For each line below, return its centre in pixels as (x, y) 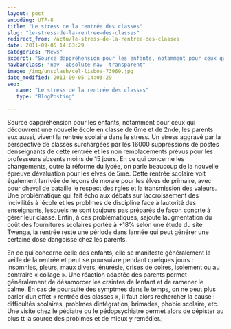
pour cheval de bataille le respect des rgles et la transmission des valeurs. (112, 188)
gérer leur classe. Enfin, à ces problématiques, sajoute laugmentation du (110, 217)
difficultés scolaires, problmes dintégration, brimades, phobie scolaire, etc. (113, 304)
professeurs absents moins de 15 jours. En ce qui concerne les (96, 159)
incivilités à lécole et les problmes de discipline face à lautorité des (102, 203)
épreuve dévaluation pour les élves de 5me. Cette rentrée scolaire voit (107, 173)
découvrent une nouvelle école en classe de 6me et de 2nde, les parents (110, 129)
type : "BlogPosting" (46, 97)
